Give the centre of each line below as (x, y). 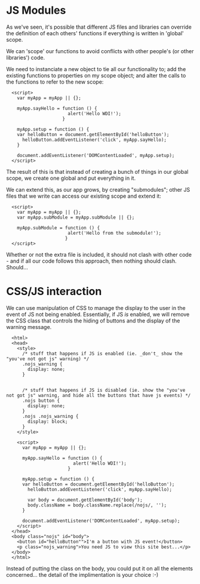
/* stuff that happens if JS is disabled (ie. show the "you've (104, 390)
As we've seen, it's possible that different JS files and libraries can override (99, 27)
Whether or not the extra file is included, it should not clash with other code (99, 254)
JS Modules (36, 10)
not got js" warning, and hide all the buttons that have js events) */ (99, 395)
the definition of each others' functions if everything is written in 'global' (95, 33)
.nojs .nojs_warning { (50, 416)
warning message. (29, 327)
